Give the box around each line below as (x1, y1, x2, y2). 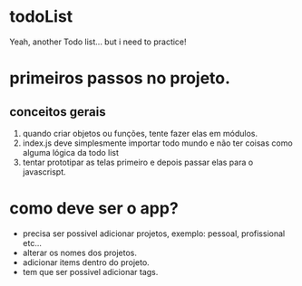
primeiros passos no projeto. (9, 68, 231, 89)
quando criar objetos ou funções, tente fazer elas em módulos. (22, 128, 258, 138)
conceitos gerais (9, 104, 106, 119)
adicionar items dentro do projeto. (22, 256, 150, 268)
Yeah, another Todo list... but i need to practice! (9, 36, 188, 47)
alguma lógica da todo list (22, 147, 120, 157)
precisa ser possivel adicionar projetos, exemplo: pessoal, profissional (22, 228, 286, 239)
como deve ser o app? (9, 198, 179, 219)
